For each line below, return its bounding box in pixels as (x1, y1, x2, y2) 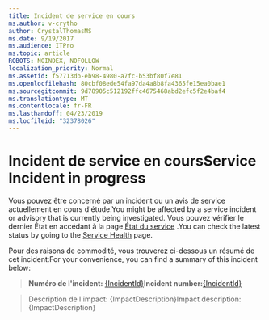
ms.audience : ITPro (8, 42, 74, 50)
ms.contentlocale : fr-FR (8, 102, 92, 110)
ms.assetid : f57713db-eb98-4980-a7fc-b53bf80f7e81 (8, 72, 183, 80)
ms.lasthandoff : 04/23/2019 (8, 110, 103, 118)
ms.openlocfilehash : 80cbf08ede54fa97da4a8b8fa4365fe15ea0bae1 (8, 79, 226, 87)
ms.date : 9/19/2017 (8, 34, 74, 43)
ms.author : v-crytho (8, 19, 78, 27)
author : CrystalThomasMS (8, 27, 92, 35)
